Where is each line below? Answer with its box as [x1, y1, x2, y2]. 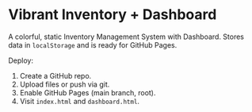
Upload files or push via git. [19, 79, 110, 89]
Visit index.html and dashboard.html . [19, 96, 140, 106]
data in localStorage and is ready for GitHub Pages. [8, 40, 178, 49]
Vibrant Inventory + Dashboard [8, 6, 217, 24]
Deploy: [8, 56, 34, 65]
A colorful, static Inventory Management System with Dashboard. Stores [8, 32, 244, 41]
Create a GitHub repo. [19, 71, 92, 80]
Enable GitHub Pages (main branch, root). [19, 87, 156, 97]
